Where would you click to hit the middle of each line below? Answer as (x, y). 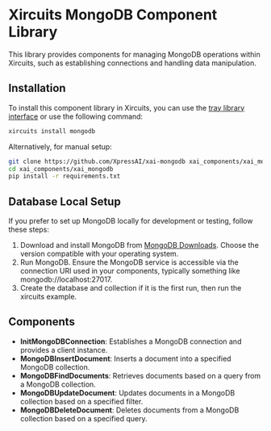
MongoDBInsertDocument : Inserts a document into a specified (125, 358)
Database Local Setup (65, 201)
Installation (37, 88)
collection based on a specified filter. (81, 401)
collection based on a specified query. (83, 418)
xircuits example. (48, 297)
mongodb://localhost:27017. (66, 279)
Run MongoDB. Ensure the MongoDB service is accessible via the (129, 262)
